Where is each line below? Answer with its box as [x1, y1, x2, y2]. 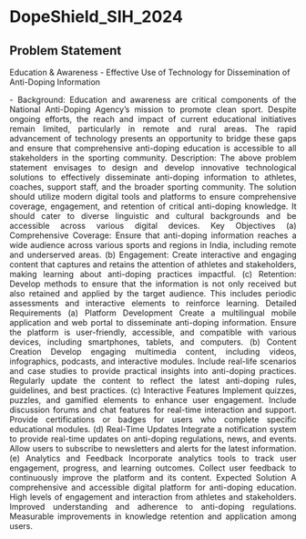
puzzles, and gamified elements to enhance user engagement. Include [9, 395, 297, 405]
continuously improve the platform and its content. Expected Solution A [9, 472, 297, 482]
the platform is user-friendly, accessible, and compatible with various [9, 327, 297, 337]
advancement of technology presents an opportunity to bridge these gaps [9, 133, 297, 143]
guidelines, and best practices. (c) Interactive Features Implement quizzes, [9, 385, 297, 396]
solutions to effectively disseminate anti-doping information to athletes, [9, 171, 297, 182]
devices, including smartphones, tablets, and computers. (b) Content [9, 337, 297, 347]
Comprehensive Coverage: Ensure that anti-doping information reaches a [9, 230, 297, 241]
